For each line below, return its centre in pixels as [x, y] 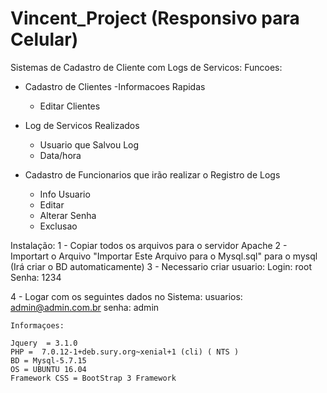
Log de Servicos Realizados [82, 125]
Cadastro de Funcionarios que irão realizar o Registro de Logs [152, 174]
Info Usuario [65, 194]
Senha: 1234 [36, 277]
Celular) [44, 39]
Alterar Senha [68, 215]
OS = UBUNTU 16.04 [48, 369]
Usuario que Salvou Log [89, 144]
